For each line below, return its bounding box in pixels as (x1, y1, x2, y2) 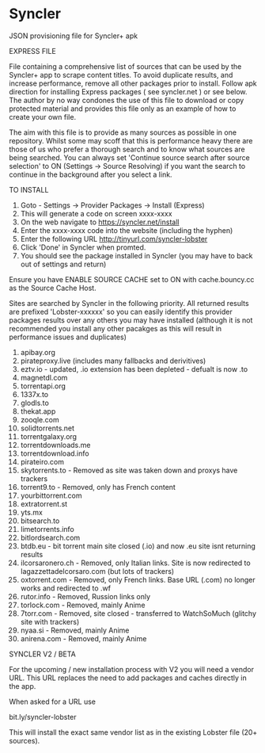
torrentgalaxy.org (20, 431, 78, 441)
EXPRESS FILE (9, 46, 56, 55)
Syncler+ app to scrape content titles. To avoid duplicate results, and (9, 70, 233, 79)
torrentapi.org (20, 381, 66, 391)
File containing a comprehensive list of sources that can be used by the (9, 61, 242, 71)
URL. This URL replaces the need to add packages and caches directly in (9, 673, 248, 682)
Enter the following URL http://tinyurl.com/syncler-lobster (20, 234, 208, 243)
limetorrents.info (20, 524, 74, 533)
